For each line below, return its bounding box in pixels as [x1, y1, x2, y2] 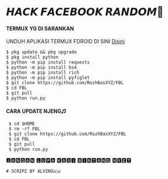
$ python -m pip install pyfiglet [6, 75, 90, 81]
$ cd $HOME [8, 121, 35, 126]
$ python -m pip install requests [6, 60, 90, 66]
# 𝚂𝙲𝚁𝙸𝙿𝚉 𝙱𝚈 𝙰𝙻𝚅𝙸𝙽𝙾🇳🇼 [6, 168, 61, 174]
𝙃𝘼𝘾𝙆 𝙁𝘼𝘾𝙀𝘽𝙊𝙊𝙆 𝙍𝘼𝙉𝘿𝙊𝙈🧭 [6, 5, 164, 19]
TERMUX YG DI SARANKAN [6, 25, 74, 32]
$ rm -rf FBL [8, 126, 41, 132]
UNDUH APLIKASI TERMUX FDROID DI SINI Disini [6, 38, 125, 45]
